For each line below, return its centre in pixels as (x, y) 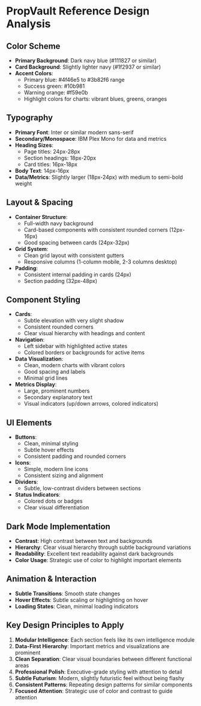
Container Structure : (41, 217)
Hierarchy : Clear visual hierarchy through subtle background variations (103, 547)
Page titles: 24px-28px (52, 151)
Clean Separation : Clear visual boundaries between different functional (103, 659)
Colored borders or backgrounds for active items (84, 353)
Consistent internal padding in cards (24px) (78, 274)
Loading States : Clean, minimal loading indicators (77, 606)
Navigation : (30, 340)
